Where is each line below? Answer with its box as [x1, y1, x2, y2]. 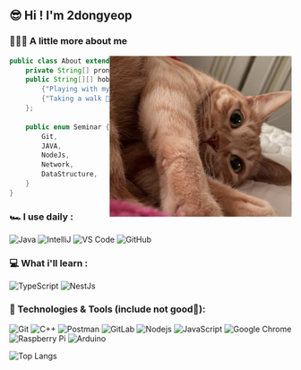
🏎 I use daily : [9, 211, 73, 223]
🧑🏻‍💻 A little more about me [9, 35, 128, 47]
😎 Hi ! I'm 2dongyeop [9, 8, 133, 23]
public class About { [9, 56, 130, 65]
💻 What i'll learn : [9, 257, 89, 270]
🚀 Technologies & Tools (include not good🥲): [9, 303, 206, 315]
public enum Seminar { [25, 122, 110, 132]
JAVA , [41, 142, 63, 151]
